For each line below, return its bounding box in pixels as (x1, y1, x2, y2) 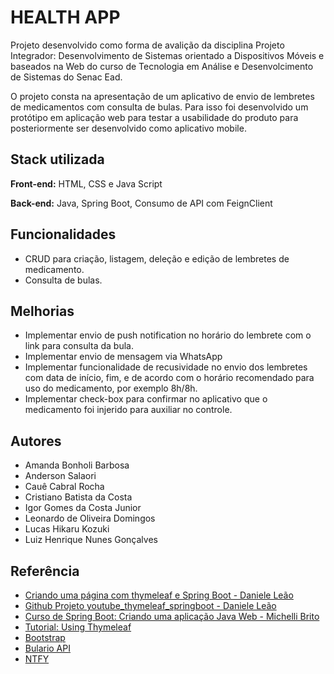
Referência (10, 562, 80, 580)
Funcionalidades (10, 226, 117, 243)
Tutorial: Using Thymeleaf (24, 621, 132, 633)
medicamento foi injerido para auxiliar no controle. (24, 404, 233, 416)
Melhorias (10, 302, 75, 320)
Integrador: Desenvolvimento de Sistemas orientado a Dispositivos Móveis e (10, 49, 325, 61)
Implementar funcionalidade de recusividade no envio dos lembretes (24, 361, 308, 373)
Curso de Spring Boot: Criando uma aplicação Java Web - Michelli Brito (24, 611, 320, 622)
